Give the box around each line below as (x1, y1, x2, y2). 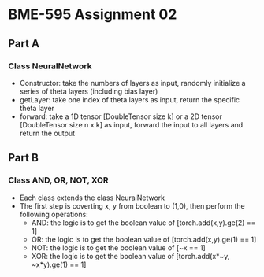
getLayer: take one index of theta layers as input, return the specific (19, 94, 240, 104)
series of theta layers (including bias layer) (19, 87, 158, 96)
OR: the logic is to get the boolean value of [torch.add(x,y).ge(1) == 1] (31, 235, 257, 244)
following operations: (19, 209, 88, 219)
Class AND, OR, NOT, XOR (8, 175, 109, 186)
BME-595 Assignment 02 (8, 6, 177, 24)
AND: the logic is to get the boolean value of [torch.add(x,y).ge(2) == (31, 218, 256, 227)
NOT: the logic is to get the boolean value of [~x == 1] (31, 242, 206, 253)
